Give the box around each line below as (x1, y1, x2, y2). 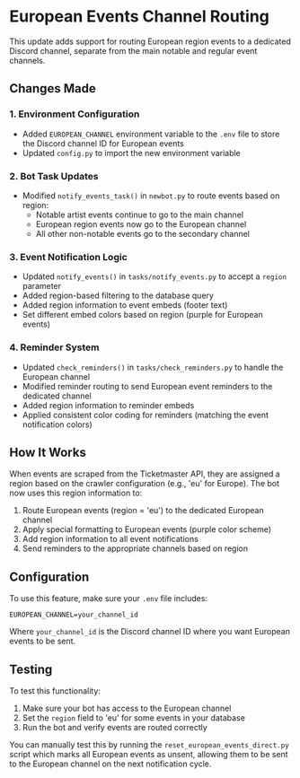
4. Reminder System (9, 341, 101, 354)
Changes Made (9, 81, 96, 96)
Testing (9, 661, 53, 677)
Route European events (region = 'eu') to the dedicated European (22, 505, 265, 516)
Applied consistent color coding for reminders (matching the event (22, 409, 269, 420)
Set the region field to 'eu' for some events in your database (22, 712, 245, 723)
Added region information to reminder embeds (22, 399, 195, 410)
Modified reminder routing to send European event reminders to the (22, 380, 273, 391)
